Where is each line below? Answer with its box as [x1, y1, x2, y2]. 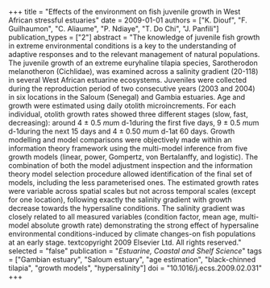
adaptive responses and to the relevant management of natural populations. [8, 50, 260, 59]
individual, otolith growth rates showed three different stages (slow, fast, [8, 109, 248, 119]
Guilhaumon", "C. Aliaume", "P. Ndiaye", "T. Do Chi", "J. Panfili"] [8, 24, 219, 33]
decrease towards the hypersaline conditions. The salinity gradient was [8, 204, 246, 212]
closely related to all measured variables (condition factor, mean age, [8, 212, 238, 221]
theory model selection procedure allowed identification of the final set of [8, 169, 252, 179]
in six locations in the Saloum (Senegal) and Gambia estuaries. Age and [8, 93, 246, 101]
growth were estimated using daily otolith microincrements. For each [8, 101, 236, 110]
